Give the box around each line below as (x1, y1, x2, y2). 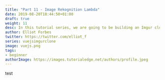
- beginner (5, 52, 27, 58)
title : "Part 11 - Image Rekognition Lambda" (5, 7, 100, 12)
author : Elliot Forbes (5, 30, 52, 35)
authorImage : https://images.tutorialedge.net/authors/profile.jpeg (5, 57, 148, 62)
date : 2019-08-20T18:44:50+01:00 (5, 12, 74, 17)
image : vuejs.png (5, 43, 41, 48)
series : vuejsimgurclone (5, 39, 56, 44)
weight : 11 (5, 20, 27, 26)
